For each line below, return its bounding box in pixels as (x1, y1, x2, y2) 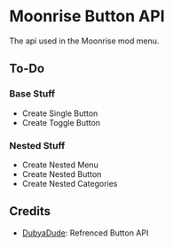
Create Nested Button (21, 168, 102, 179)
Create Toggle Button (21, 117, 100, 127)
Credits (9, 204, 51, 219)
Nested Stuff (9, 139, 66, 151)
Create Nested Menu (21, 159, 99, 170)
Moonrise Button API (9, 6, 165, 27)
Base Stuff (9, 88, 56, 100)
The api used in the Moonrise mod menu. (9, 35, 160, 46)
